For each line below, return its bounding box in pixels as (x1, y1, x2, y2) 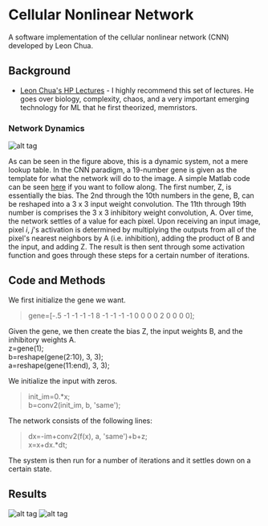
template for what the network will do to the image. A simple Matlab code (8, 174, 250, 183)
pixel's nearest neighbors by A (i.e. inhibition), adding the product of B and (8, 233, 255, 243)
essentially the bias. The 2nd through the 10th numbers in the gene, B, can (8, 191, 254, 200)
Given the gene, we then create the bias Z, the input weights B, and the (8, 326, 243, 335)
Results (8, 487, 47, 501)
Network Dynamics (8, 122, 86, 134)
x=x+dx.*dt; (27, 440, 68, 450)
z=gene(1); (8, 343, 44, 353)
